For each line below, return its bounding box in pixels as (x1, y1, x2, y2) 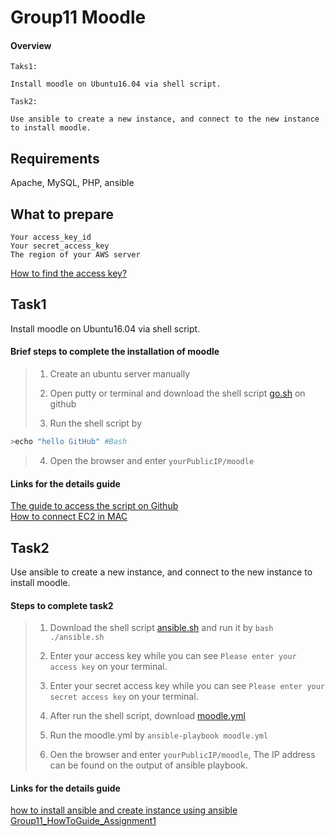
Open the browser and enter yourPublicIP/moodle (49, 454, 255, 466)
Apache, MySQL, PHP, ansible (10, 177, 135, 189)
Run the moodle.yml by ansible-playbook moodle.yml (49, 729, 269, 741)
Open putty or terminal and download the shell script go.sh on (49, 387, 306, 400)
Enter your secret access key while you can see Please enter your (49, 680, 326, 692)
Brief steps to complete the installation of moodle (10, 346, 220, 358)
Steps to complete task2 (10, 599, 114, 611)
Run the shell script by (49, 417, 143, 430)
